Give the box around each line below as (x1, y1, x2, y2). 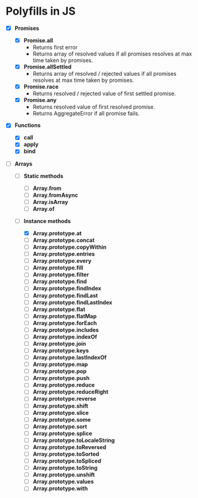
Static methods (23, 172, 63, 180)
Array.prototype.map (32, 361, 88, 368)
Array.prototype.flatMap (32, 312, 97, 320)
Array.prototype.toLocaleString (32, 436, 115, 444)
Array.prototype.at (32, 229, 82, 236)
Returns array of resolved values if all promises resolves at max (32, 50, 193, 57)
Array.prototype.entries (32, 251, 95, 258)
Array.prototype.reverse (32, 395, 97, 403)
